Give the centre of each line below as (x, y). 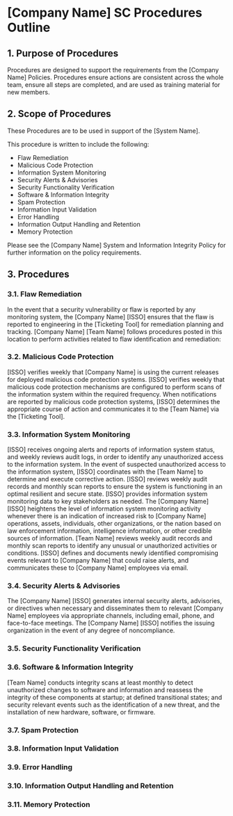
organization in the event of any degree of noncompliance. (91, 630)
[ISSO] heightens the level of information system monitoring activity (104, 509)
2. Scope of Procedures (59, 114)
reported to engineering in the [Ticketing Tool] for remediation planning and (115, 324)
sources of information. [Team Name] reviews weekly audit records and (110, 538)
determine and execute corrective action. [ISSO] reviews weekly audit (107, 479)
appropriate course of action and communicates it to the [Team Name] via (113, 409)
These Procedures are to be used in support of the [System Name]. (104, 131)
